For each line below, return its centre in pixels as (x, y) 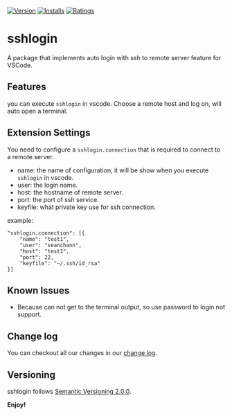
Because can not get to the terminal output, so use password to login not (121, 307)
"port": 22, (37, 257)
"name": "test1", (45, 239)
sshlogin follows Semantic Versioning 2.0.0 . (69, 391)
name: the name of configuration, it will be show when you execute (113, 170)
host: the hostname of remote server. (70, 192)
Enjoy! (17, 405)
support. (29, 314)
